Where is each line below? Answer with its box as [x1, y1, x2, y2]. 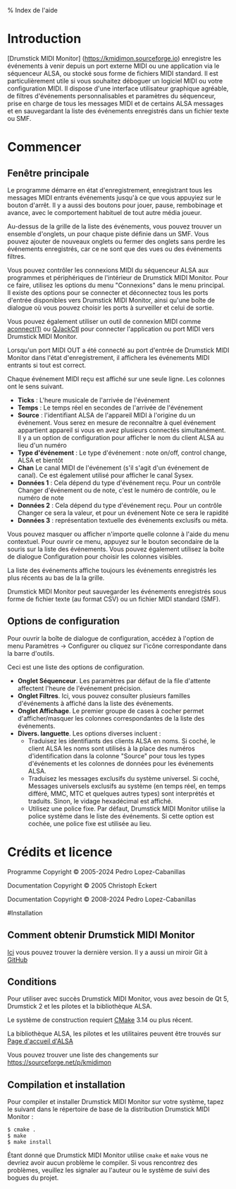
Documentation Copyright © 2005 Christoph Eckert [7, 881, 157, 890]
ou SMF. [7, 114, 32, 122]
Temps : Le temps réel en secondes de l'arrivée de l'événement [17, 403, 203, 412]
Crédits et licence [7, 844, 113, 860]
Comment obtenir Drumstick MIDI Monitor [7, 929, 195, 941]
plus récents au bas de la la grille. [7, 573, 105, 582]
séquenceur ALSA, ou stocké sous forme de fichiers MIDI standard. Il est [7, 69, 218, 77]
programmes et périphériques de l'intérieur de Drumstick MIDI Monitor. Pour [7, 273, 229, 282]
